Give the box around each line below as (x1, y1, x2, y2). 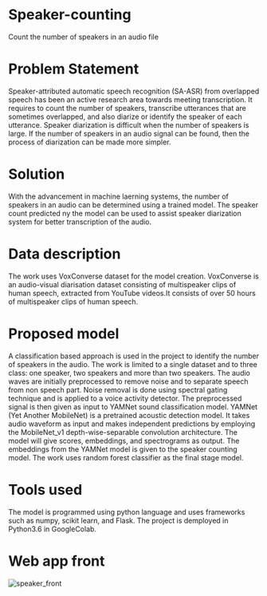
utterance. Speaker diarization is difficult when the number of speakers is (8, 120, 249, 129)
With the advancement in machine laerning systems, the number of (8, 191, 230, 201)
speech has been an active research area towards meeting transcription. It (8, 94, 253, 105)
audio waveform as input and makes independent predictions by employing (8, 419, 256, 428)
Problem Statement (8, 60, 139, 78)
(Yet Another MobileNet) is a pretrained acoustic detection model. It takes (8, 410, 250, 420)
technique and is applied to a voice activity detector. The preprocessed (8, 393, 242, 403)
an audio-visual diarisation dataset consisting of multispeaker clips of (8, 279, 237, 289)
